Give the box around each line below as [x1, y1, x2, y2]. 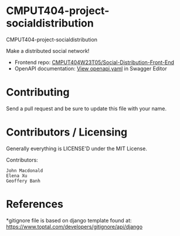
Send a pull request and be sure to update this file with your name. [6, 104, 167, 112]
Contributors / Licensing [6, 126, 128, 139]
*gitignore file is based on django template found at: [6, 217, 132, 224]
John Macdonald [6, 167, 43, 174]
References [6, 198, 63, 211]
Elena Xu [6, 173, 28, 178]
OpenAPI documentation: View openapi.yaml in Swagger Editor [14, 65, 167, 72]
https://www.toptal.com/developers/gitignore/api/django [6, 223, 142, 230]
